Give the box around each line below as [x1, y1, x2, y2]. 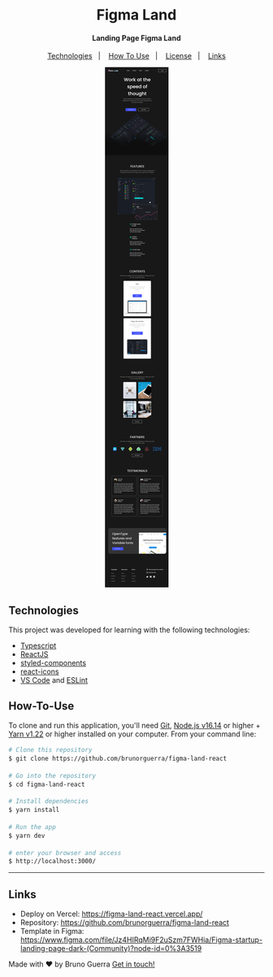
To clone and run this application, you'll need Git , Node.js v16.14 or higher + [8, 721, 261, 731]
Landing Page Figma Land [92, 33, 181, 42]
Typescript [19, 640, 57, 651]
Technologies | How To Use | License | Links [47, 51, 226, 61]
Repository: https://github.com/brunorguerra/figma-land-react [19, 918, 230, 927]
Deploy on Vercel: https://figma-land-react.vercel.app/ [19, 909, 203, 919]
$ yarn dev [8, 832, 45, 840]
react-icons [19, 667, 59, 676]
